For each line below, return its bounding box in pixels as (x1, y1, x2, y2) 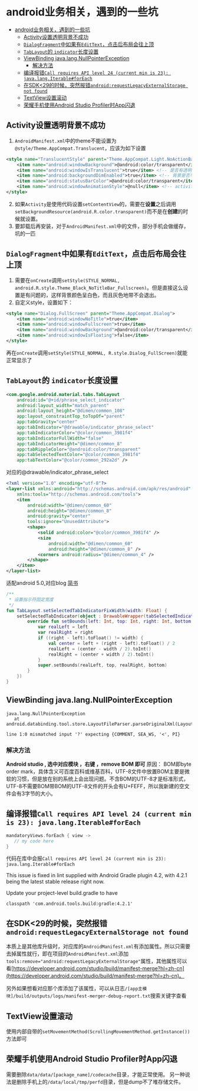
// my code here (14, 838, 54, 844)
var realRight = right (37, 630, 94, 636)
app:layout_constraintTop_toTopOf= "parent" (16, 414, 126, 419)
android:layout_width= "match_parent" (16, 402, 110, 408)
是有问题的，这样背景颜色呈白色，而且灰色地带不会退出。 (19, 291, 160, 298)
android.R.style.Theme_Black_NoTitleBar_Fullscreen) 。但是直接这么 (14, 284, 183, 291)
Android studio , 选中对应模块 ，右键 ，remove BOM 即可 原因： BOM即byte (6, 761, 192, 768)
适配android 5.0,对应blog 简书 (6, 580, 78, 586)
